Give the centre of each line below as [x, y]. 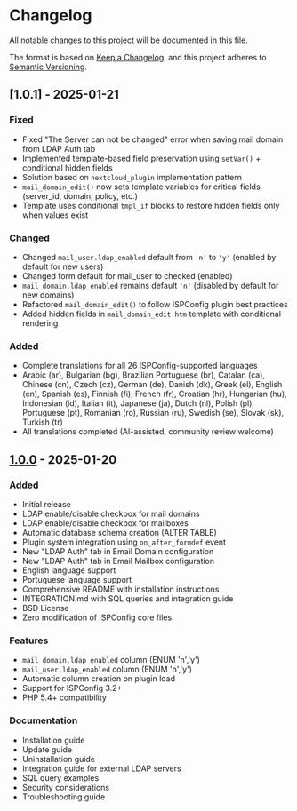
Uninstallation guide [59, 759]
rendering [40, 323]
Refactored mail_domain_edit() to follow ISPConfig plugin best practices [155, 304]
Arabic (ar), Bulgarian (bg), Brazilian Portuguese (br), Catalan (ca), [143, 375]
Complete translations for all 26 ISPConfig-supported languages [140, 366]
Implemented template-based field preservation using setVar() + [141, 158]
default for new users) [63, 266]
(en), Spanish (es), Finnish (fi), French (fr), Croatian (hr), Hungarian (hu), [154, 394]
